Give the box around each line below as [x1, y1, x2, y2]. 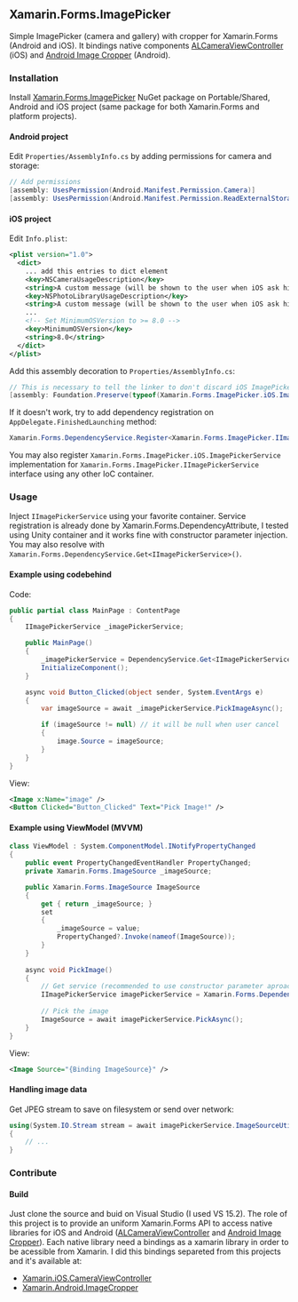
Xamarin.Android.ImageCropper [21, 1282, 139, 1293]
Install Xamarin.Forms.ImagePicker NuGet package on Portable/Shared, [9, 92, 271, 103]
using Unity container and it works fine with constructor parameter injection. [9, 530, 288, 540]
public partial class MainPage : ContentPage [9, 606, 180, 615]
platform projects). [9, 111, 77, 122]
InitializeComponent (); [41, 663, 129, 672]
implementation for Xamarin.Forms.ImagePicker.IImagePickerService [9, 459, 260, 470]
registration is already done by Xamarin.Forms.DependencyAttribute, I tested [9, 520, 289, 531]
